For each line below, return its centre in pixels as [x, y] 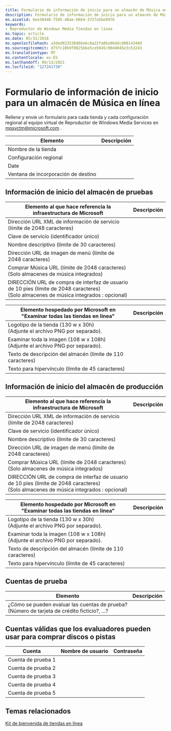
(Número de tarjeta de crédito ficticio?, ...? [58, 611]
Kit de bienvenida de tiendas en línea [44, 723]
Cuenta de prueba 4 [32, 685]
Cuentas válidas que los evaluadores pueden [78, 629]
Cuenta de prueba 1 [32, 660]
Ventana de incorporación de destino [52, 174]
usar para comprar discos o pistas [61, 637]
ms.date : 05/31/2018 [27, 39]
